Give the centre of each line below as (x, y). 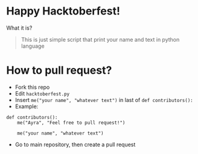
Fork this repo (32, 87)
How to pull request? (59, 70)
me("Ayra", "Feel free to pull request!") (71, 123)
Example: (27, 106)
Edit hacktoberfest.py (42, 93)
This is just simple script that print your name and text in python (100, 39)
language (33, 46)
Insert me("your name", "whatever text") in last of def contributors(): (104, 100)
